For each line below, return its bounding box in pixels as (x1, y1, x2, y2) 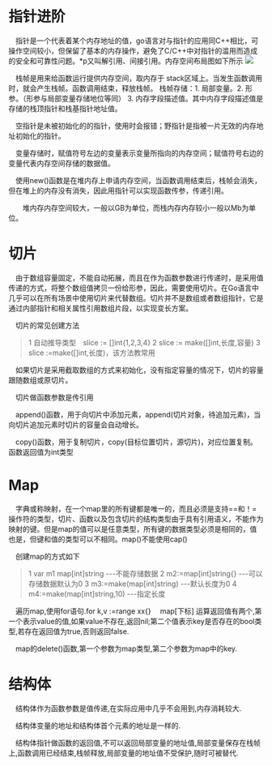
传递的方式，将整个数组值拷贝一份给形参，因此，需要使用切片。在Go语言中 (8, 283, 259, 293)
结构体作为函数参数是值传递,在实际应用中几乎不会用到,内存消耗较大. (15, 703, 242, 713)
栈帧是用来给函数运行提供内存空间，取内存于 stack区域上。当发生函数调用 (15, 73, 263, 83)
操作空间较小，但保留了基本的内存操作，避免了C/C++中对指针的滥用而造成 (8, 45, 258, 55)
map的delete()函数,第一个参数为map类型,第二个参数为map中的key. (15, 644, 237, 653)
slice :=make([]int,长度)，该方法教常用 (28, 348, 155, 357)
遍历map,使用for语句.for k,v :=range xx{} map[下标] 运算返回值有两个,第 (15, 606, 262, 616)
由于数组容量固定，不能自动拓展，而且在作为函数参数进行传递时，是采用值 (15, 272, 264, 282)
